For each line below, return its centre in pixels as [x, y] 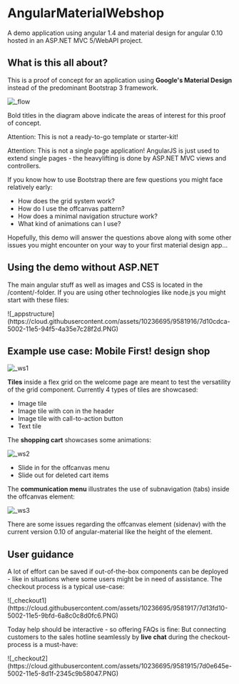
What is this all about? [58, 63]
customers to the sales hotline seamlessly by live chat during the [103, 637]
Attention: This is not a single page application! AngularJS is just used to [113, 150]
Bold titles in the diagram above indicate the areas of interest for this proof [117, 115]
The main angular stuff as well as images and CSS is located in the [105, 285]
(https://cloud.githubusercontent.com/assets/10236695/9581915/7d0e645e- [119, 666]
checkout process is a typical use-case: [66, 587]
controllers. [24, 165]
